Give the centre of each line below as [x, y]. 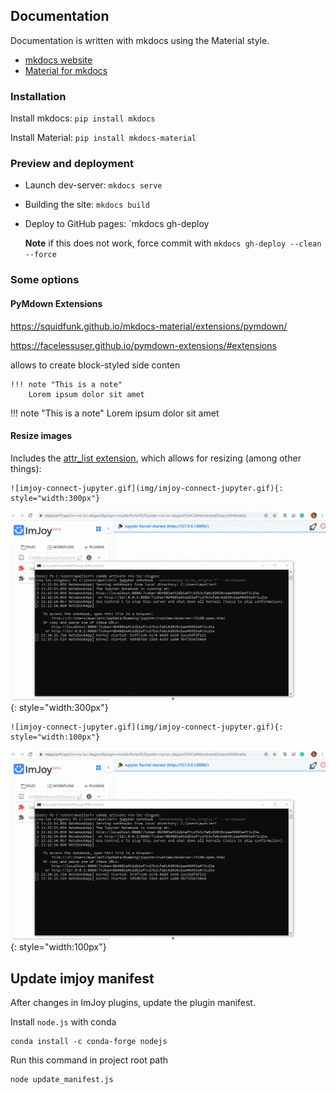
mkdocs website [58, 60]
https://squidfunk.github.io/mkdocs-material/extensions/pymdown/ [149, 326]
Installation [38, 96]
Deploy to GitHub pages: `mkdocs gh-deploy [117, 224]
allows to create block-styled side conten [95, 365]
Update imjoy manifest [82, 978]
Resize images [41, 436]
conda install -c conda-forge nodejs [89, 1041]
